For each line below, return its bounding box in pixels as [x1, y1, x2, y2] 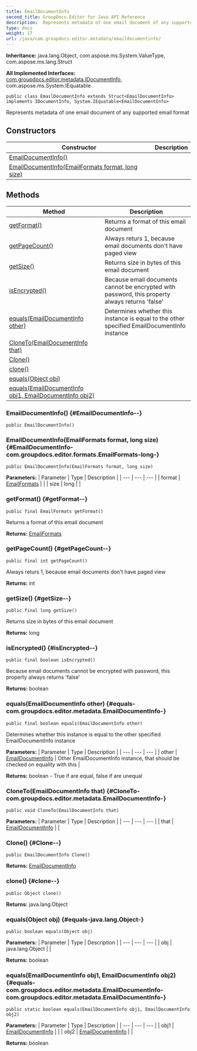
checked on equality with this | [6, 761, 80, 768]
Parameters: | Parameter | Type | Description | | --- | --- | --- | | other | [6, 748, 178, 755]
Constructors [6, 126, 56, 136]
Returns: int [6, 580, 35, 587]
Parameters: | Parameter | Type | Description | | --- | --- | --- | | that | [6, 818, 174, 825]
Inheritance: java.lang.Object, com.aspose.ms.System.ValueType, [6, 52, 165, 59]
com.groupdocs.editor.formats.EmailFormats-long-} [6, 450, 159, 459]
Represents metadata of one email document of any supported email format [6, 109, 189, 116]
